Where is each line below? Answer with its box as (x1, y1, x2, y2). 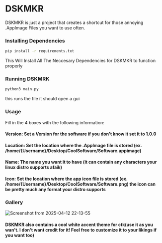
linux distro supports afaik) (5, 164, 62, 170)
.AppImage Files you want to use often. (5, 24, 85, 30)
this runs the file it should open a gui (5, 96, 80, 102)
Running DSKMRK (5, 75, 50, 82)
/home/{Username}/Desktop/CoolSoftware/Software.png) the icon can (5, 181, 156, 187)
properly (5, 63, 23, 69)
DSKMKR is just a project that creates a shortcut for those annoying (5, 19, 144, 25)
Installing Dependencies (5, 37, 66, 44)
